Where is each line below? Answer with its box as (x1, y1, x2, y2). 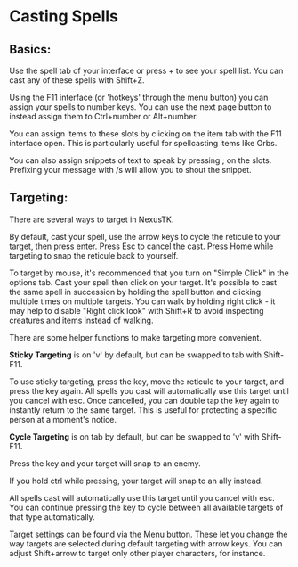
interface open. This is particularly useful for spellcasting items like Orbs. (9, 138, 278, 148)
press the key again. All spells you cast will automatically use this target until (9, 385, 289, 396)
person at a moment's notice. (9, 414, 117, 424)
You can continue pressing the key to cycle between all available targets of (9, 502, 284, 513)
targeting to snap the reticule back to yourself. (9, 250, 179, 260)
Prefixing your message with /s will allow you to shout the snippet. (9, 165, 252, 175)
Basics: (9, 42, 52, 57)
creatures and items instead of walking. (9, 315, 154, 325)
